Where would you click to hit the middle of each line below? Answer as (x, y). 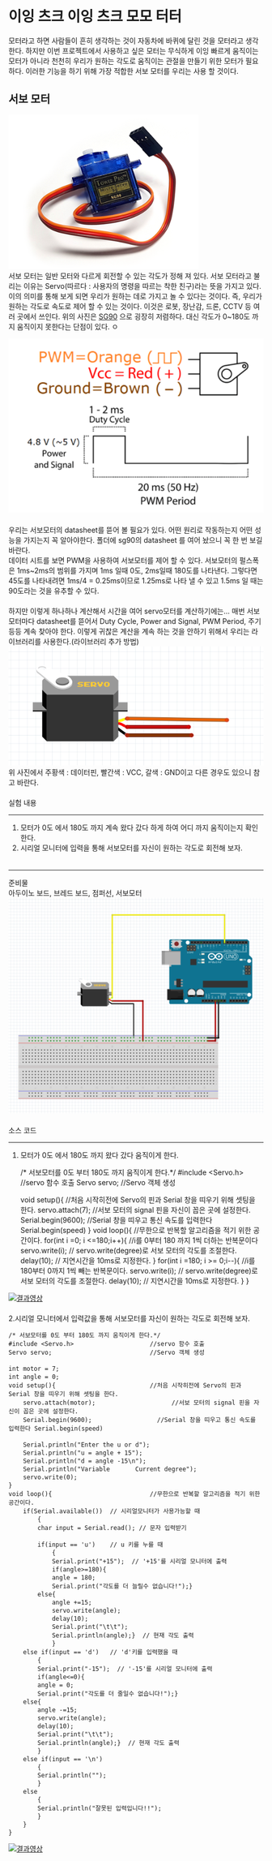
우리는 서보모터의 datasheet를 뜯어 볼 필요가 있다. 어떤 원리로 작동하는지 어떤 (131, 530)
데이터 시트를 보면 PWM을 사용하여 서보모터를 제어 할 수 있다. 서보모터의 (123, 561)
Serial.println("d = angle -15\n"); (85, 1461)
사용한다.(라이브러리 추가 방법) (91, 642)
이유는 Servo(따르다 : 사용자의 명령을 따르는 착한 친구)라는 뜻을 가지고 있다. (142, 286)
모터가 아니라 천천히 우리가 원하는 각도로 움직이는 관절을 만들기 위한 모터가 (126, 61)
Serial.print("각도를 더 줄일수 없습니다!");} (108, 1694)
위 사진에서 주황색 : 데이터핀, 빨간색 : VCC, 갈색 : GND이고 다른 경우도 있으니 (130, 772)
